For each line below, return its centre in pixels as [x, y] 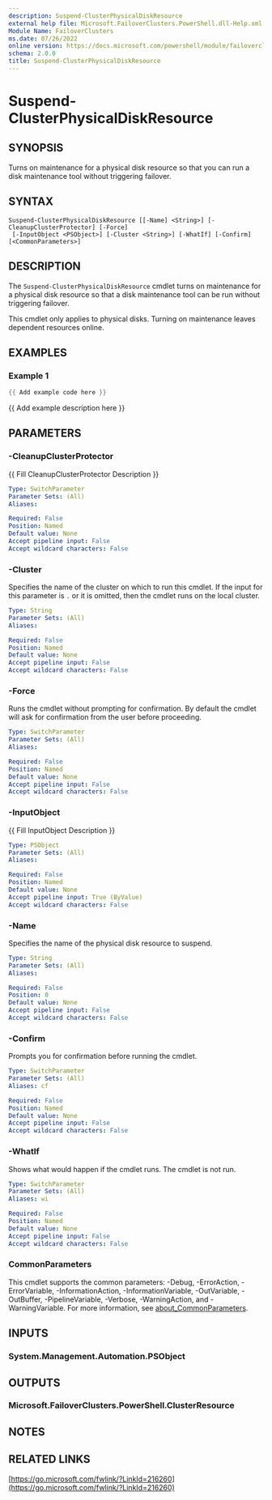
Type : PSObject [34, 845]
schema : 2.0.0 [32, 53]
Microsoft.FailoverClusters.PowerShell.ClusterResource [121, 1405]
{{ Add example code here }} [57, 393]
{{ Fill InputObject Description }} [62, 830]
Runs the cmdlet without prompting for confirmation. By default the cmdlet [132, 708]
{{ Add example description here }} [67, 408]
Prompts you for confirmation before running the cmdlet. [103, 1056]
